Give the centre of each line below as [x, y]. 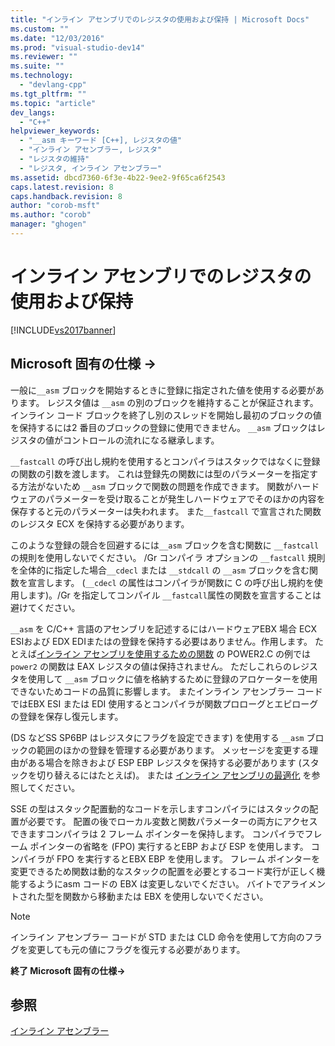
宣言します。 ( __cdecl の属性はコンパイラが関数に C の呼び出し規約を [171, 582]
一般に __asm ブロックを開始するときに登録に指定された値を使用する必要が [163, 390]
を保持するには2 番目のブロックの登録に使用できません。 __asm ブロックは [163, 427]
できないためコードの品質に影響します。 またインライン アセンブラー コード [166, 691]
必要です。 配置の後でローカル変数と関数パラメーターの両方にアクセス [172, 821]
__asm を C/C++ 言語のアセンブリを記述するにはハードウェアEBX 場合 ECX [164, 628]
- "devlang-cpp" [53, 85]
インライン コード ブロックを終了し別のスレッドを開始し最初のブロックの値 [166, 415]
